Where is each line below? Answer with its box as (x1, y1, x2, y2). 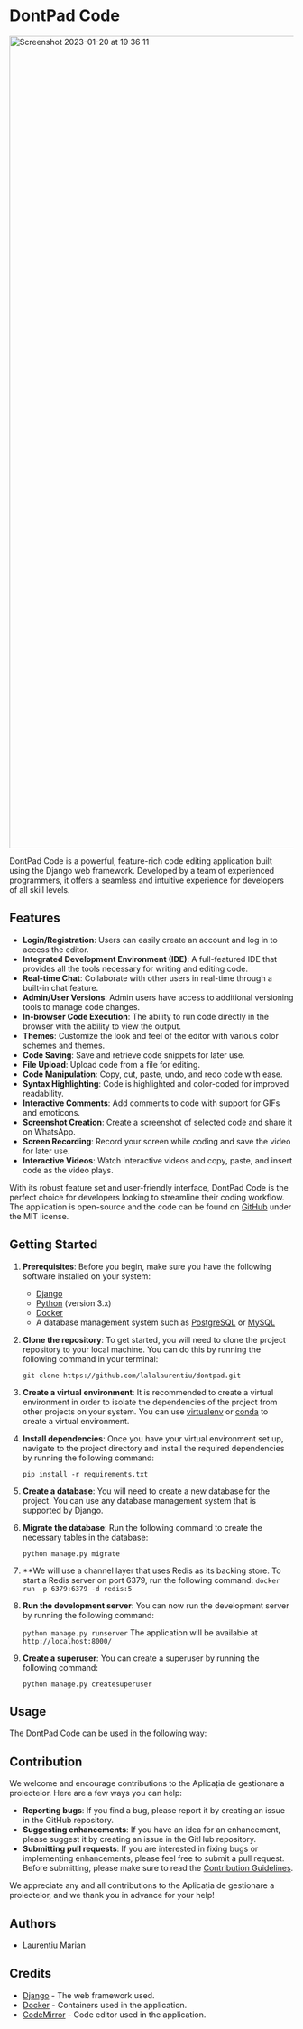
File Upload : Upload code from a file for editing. (22, 1059, 201, 1070)
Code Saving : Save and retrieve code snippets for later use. (22, 1049, 245, 1061)
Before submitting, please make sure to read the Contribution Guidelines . (22, 1863, 294, 1874)
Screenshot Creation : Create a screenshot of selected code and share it (22, 1116, 293, 1127)
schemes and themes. (22, 1040, 106, 1051)
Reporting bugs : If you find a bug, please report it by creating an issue (22, 1805, 286, 1816)
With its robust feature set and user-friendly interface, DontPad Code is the (9, 1181, 289, 1192)
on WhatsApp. (22, 1126, 77, 1137)
